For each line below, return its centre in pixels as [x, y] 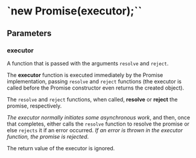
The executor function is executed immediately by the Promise [85, 75]
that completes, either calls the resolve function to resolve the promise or [98, 124]
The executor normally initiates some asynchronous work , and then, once [99, 117]
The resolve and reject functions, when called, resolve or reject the [92, 99]
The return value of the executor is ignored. [61, 148]
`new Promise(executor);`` [74, 11]
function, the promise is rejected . [48, 136]
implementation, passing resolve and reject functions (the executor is [94, 81]
